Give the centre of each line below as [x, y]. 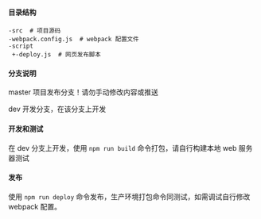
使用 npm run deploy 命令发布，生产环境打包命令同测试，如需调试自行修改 [129, 196]
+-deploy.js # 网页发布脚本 [56, 55]
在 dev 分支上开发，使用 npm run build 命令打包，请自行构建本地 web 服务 [130, 148]
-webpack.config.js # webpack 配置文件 [74, 40]
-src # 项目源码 [35, 31]
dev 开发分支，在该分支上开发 [57, 109]
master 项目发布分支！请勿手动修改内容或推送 [84, 92]
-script [21, 46]
